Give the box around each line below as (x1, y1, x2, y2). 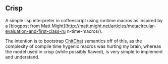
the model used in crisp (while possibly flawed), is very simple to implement (5, 48, 163, 54)
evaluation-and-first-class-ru (5, 28, 66, 34)
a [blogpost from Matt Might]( (5, 23, 67, 29)
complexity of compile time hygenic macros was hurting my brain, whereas (5, 43, 161, 49)
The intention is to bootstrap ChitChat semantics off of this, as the (5, 38, 142, 44)
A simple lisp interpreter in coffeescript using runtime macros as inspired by (5, 17, 163, 23)
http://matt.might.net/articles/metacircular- (66, 23, 156, 29)
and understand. (5, 54, 39, 60)
